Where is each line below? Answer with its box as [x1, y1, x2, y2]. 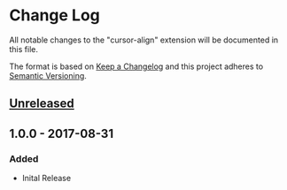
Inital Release [21, 173, 72, 184]
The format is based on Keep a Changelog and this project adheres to [9, 61, 264, 72]
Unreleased [9, 96, 75, 111]
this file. [9, 43, 38, 54]
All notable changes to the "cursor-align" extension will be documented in [9, 34, 279, 45]
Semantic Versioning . [9, 70, 87, 80]
